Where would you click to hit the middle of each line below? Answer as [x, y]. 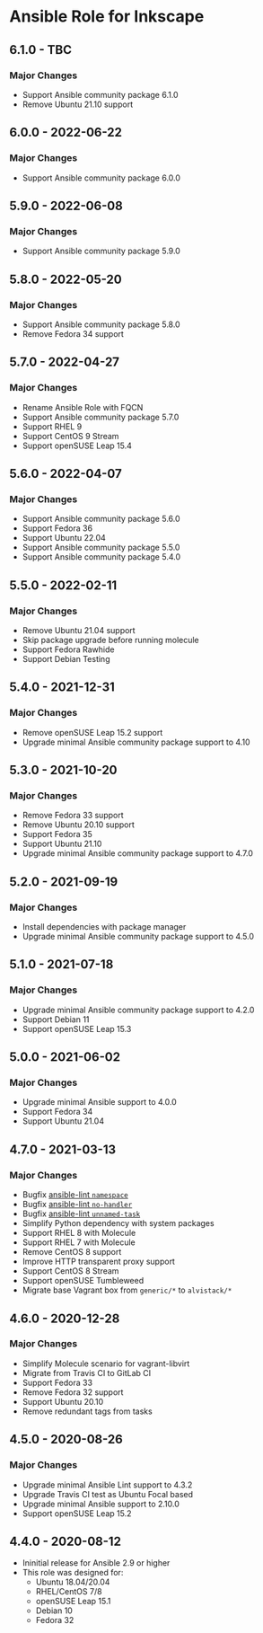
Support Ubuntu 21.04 [63, 1121]
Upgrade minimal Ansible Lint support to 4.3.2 [107, 1485]
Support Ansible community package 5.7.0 [101, 417]
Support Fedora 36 [57, 528]
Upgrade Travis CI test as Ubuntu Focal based [108, 1494]
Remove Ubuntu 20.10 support [78, 825]
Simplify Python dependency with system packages [118, 1223]
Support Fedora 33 [57, 1382]
